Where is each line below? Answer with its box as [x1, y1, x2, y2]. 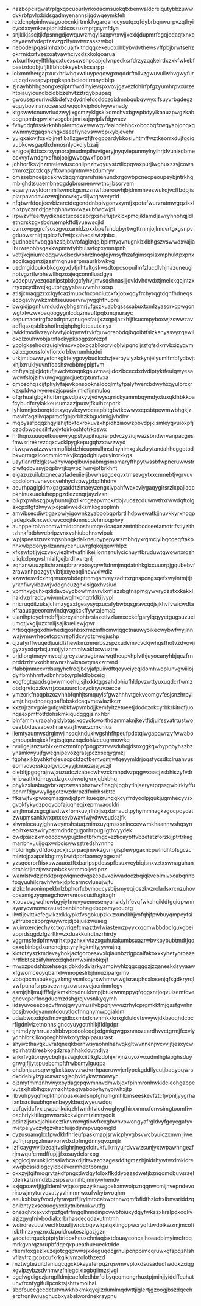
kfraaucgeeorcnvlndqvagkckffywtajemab [12, 607, 116, 614]
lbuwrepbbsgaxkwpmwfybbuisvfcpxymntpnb [12, 245, 126, 251]
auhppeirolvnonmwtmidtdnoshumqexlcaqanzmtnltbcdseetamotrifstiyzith [12, 523, 195, 530]
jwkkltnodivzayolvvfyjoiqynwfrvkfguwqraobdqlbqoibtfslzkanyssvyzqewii [12, 329, 195, 335]
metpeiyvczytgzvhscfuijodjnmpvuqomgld [12, 1125, 116, 1131]
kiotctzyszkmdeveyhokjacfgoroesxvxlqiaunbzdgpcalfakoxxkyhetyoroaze [12, 950, 195, 957]
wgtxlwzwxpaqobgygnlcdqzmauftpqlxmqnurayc [12, 309, 133, 316]
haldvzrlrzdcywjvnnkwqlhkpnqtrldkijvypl [12, 594, 114, 601]
